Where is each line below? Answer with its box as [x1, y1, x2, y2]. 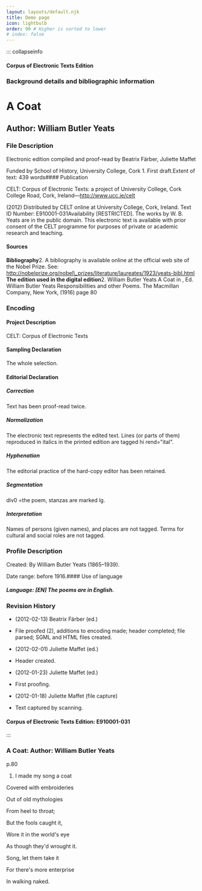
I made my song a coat [14, 772, 72, 779]
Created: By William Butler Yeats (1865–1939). [6, 561, 120, 568]
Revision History [6, 601, 56, 610]
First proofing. [14, 681, 51, 688]
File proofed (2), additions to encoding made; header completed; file [14, 628, 185, 635]
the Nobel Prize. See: [6, 263, 59, 270]
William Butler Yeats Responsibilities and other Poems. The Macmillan [6, 282, 179, 290]
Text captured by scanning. [14, 704, 83, 712]
